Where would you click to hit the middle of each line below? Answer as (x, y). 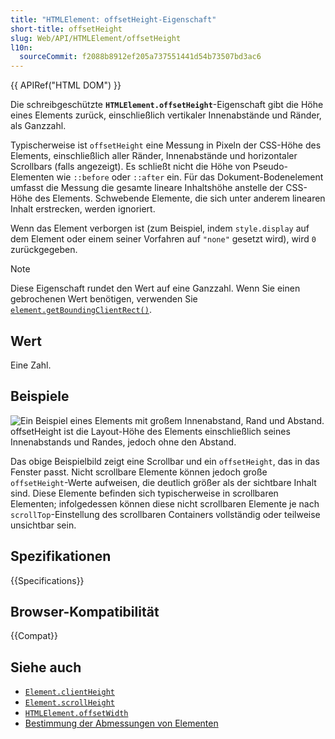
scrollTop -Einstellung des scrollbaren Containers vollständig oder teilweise (165, 514)
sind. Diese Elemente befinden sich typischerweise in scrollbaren (144, 493)
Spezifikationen (61, 556)
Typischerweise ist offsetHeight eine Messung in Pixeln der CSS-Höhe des (166, 145)
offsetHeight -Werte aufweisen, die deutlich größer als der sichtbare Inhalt (163, 482)
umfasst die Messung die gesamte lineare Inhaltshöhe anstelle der (147, 188)
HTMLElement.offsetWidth (76, 714)
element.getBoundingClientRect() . (81, 310)
